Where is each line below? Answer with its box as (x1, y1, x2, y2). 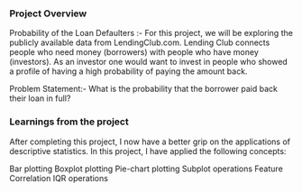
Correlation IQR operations (9, 172, 108, 183)
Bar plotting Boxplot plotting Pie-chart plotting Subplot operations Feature (9, 163, 284, 174)
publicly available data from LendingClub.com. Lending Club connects (9, 37, 270, 48)
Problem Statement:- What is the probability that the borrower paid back (9, 84, 278, 95)
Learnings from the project (9, 115, 129, 128)
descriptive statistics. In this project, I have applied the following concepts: (9, 145, 287, 156)
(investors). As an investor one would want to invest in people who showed (9, 57, 288, 68)
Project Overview (9, 7, 87, 20)
